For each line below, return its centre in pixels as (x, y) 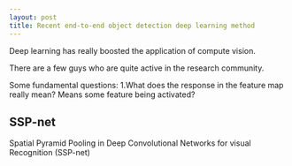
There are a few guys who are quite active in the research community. (137, 68)
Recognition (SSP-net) (50, 153)
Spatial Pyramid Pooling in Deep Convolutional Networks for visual (130, 143)
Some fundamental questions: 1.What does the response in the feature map (146, 85)
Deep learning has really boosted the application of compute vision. (133, 50)
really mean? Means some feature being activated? (102, 94)
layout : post (33, 17)
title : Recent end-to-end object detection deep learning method (132, 26)
